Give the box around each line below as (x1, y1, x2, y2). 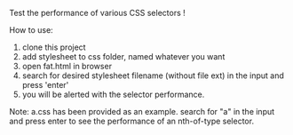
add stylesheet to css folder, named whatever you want (21, 52, 226, 61)
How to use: (9, 25, 53, 35)
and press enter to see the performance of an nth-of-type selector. (9, 115, 255, 126)
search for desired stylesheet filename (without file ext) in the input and (21, 70, 284, 81)
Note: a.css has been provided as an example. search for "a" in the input (9, 107, 275, 116)
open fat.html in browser (21, 61, 113, 71)
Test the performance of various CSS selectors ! (9, 8, 186, 18)
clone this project (21, 42, 86, 52)
